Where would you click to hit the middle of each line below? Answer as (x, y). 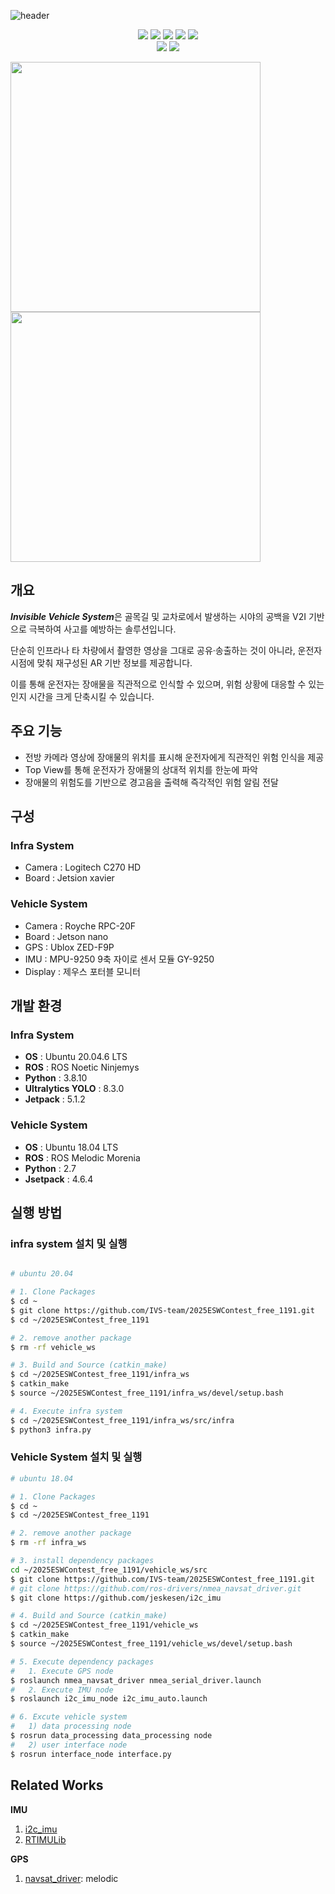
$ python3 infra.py (51, 1430)
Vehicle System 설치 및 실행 (76, 1457)
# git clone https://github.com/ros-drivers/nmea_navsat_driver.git (156, 1588)
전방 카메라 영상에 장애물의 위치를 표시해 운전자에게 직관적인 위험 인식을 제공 (174, 757)
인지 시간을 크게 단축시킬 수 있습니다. (82, 696)
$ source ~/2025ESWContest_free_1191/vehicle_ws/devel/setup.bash (151, 1644)
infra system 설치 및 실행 (69, 1243)
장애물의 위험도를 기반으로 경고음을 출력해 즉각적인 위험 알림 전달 (151, 782)
